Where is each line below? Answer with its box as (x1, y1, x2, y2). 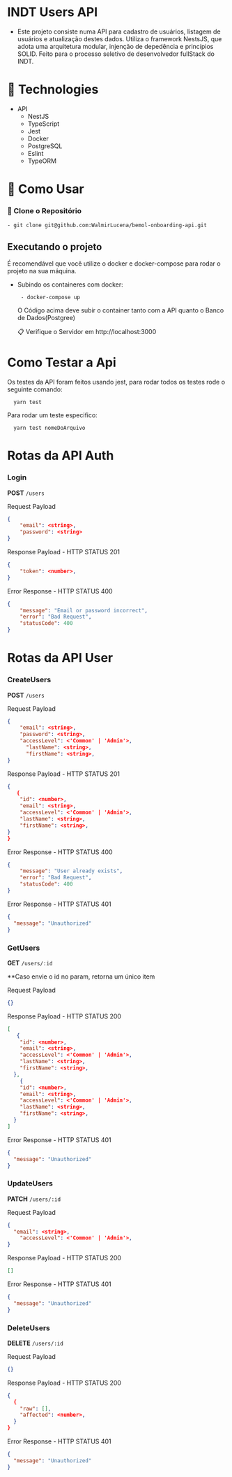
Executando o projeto (7, 240, 102, 252)
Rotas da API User (7, 650, 114, 666)
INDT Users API (7, 4, 98, 20)
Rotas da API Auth (7, 448, 114, 463)
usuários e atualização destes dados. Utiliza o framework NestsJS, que (17, 34, 222, 43)
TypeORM (27, 157, 57, 165)
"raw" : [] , (20, 1405, 52, 1412)
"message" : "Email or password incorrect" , (20, 607, 148, 614)
